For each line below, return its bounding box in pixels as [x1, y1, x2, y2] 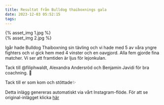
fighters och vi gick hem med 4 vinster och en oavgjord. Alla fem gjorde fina [5, 50, 160, 56]
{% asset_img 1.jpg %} [5, 30, 51, 36]
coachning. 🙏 [5, 70, 32, 76]
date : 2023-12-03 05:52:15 [5, 12, 61, 17]
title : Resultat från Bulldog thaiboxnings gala [5, 7, 107, 12]
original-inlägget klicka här [5, 95, 60, 101]
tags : [5, 16, 16, 21]
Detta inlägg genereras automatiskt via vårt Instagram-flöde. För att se [5, 89, 148, 95]
